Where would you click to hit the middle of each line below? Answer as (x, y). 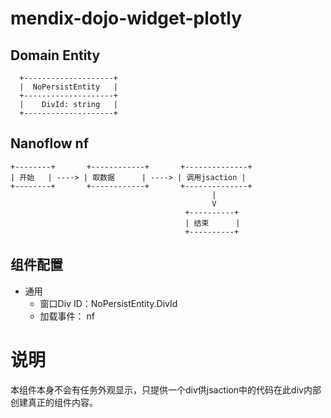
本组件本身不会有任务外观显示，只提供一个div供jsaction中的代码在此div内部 (166, 389)
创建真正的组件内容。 (54, 402)
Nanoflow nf (50, 143)
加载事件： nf (67, 316)
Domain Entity (55, 55)
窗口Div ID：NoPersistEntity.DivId (108, 303)
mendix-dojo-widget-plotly (126, 18)
